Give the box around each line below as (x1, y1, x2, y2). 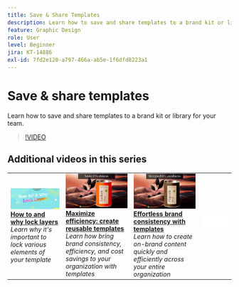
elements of (10, 247, 46, 256)
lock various (10, 240, 47, 249)
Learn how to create (133, 232, 193, 241)
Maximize (65, 210, 95, 218)
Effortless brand (133, 210, 183, 218)
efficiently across (133, 254, 185, 263)
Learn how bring (65, 232, 114, 241)
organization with (65, 262, 117, 271)
